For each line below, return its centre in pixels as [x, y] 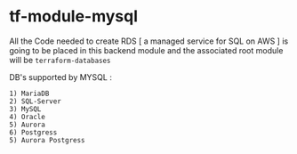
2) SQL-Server [36, 101]
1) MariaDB [29, 93]
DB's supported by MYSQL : [61, 77]
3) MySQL [25, 109]
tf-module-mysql [74, 16]
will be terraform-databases [60, 60]
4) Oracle [28, 117]
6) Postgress [33, 132]
